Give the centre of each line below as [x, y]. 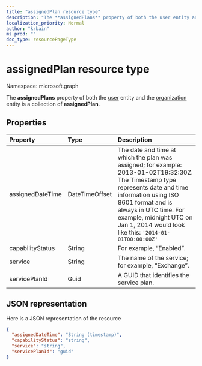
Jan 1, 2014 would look [151, 224]
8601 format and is [145, 202]
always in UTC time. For [151, 209]
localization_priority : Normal [45, 23]
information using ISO [148, 194]
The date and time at [147, 149]
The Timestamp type [147, 179]
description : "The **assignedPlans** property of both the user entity [98, 17]
